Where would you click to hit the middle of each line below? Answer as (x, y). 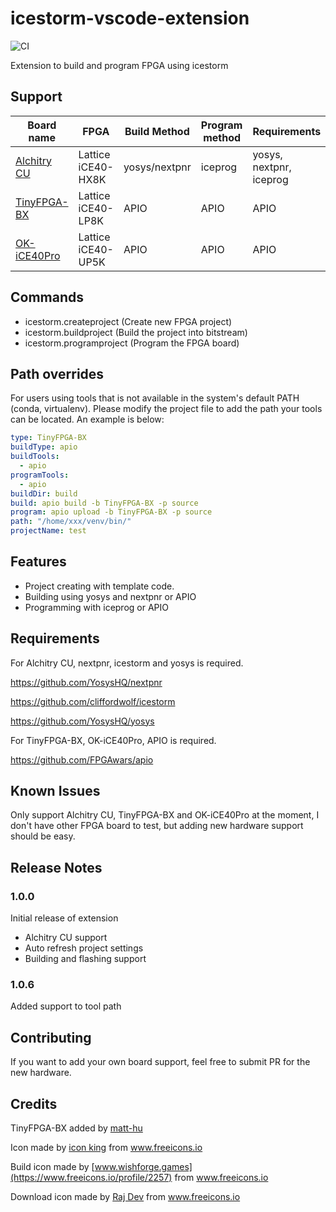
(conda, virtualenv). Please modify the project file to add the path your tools (166, 409)
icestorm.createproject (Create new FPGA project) (128, 321)
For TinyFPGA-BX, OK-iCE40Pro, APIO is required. (113, 740)
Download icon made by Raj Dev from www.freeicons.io (125, 1197)
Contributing (51, 1037)
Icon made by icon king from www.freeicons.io (106, 1148)
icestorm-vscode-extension (130, 18)
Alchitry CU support (66, 938)
